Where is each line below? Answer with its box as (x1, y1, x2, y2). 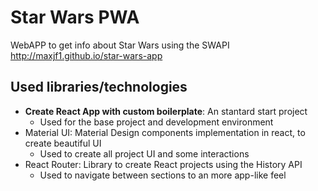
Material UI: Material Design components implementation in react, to (24, 126, 306, 138)
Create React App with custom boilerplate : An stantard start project (24, 105, 308, 117)
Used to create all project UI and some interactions (39, 147, 250, 160)
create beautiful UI (24, 137, 102, 149)
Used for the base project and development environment (39, 116, 274, 128)
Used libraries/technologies (10, 79, 188, 96)
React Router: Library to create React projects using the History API (24, 158, 303, 170)
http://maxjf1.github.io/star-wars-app (10, 49, 163, 61)
